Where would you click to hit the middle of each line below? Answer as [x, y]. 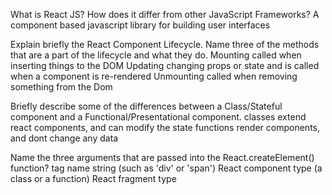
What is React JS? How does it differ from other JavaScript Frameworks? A [165, 14]
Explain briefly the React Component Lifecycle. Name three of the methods [165, 44]
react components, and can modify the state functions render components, [165, 127]
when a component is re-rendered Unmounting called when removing [154, 76]
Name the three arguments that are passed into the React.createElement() [162, 157]
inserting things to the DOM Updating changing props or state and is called [165, 65]
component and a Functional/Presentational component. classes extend [158, 117]
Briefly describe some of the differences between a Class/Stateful [146, 106]
